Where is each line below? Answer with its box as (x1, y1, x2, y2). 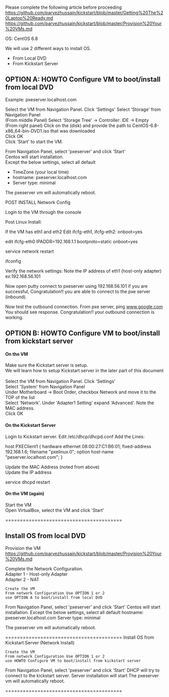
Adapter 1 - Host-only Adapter (5, 571, 68, 577)
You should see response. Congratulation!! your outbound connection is (5, 309, 155, 315)
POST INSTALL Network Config (5, 199, 71, 205)
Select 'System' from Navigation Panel (5, 384, 85, 390)
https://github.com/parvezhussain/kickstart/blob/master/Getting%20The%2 (5, 10, 163, 16)
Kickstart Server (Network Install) (5, 639, 75, 645)
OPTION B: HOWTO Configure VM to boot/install (5, 329, 160, 338)
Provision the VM (5, 545, 41, 551)
